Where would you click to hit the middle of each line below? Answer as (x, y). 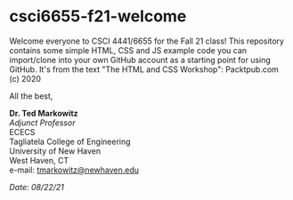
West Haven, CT (39, 160)
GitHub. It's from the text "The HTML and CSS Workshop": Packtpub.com (144, 69)
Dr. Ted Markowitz (44, 113)
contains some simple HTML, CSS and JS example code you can (128, 50)
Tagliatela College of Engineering (70, 141)
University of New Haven (55, 151)
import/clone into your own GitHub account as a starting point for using (140, 60)
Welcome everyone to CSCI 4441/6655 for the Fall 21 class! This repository (147, 41)
